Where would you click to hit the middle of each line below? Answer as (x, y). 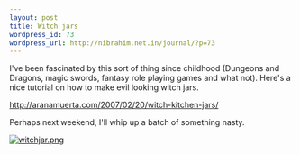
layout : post (34, 18)
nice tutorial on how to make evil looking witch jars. (105, 87)
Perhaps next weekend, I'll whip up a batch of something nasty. (127, 122)
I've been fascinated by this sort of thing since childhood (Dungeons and (145, 68)
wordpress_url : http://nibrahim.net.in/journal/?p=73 (113, 43)
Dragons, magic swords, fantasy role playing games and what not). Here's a (150, 78)
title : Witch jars (44, 26)
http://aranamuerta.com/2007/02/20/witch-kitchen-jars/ (114, 105)
